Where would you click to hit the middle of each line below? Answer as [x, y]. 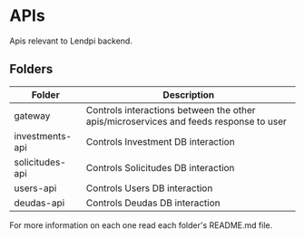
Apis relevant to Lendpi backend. [71, 41]
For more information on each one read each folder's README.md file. [141, 225]
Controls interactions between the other [171, 109]
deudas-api [39, 203]
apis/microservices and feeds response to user [187, 121]
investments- [43, 136]
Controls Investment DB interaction [160, 141]
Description [189, 94]
